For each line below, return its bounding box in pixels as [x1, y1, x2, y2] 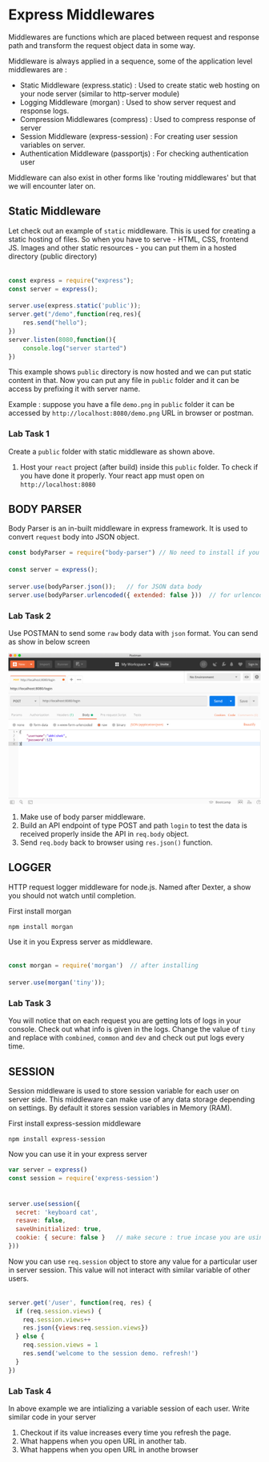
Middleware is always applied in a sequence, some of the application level [8, 56, 253, 66]
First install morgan [8, 906, 72, 916]
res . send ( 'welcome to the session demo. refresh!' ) [22, 1350, 199, 1358]
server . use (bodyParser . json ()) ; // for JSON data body [8, 582, 203, 591]
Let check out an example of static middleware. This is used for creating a [8, 226, 256, 235]
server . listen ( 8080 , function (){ [8, 336, 116, 344]
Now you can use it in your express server [8, 1150, 148, 1159]
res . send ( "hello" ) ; [22, 319, 88, 327]
